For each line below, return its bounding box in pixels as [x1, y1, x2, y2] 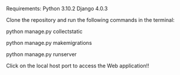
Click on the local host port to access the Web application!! [6, 62, 149, 69]
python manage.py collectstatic [6, 28, 83, 35]
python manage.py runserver [6, 51, 77, 58]
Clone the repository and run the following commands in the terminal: [6, 17, 175, 23]
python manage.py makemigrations [6, 40, 93, 46]
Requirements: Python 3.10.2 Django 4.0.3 [6, 5, 108, 12]
